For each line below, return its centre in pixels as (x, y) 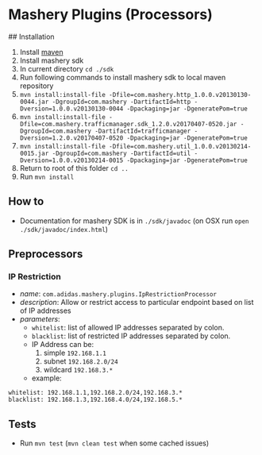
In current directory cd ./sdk (67, 68)
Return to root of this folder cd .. (74, 168)
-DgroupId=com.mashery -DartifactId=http (121, 102)
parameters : (40, 319)
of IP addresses (45, 310)
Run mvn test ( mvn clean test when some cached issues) (114, 443)
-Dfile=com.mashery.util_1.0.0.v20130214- (180, 146)
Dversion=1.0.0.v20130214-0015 (71, 160)
